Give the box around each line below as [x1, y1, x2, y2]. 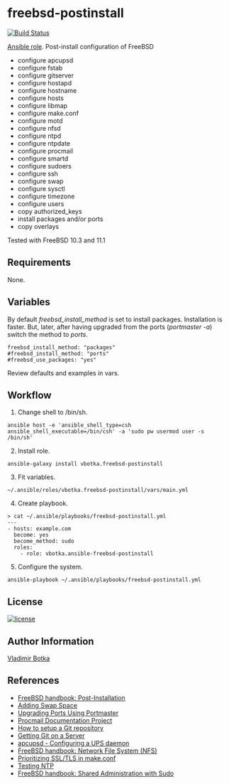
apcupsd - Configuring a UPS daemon [17, 739, 130, 747]
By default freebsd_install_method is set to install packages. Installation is [7, 315, 223, 323]
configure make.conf [17, 109, 79, 117]
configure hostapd [17, 78, 72, 87]
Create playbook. [17, 499, 69, 508]
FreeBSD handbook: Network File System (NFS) [17, 746, 157, 755]
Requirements [7, 257, 71, 269]
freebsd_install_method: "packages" [7, 343, 116, 351]
